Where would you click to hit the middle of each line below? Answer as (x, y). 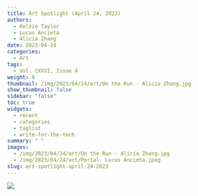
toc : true (21, 103)
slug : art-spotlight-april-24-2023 (58, 166)
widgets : (20, 109)
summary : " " (26, 141)
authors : (20, 20)
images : (18, 147)
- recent (26, 115)
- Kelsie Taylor (36, 26)
